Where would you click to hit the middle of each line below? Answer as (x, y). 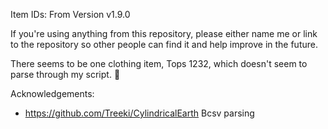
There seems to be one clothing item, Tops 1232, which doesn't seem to (159, 63)
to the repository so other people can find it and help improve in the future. (164, 44)
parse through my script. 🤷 (65, 74)
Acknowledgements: (52, 93)
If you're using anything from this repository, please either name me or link (164, 33)
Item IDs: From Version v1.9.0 (70, 14)
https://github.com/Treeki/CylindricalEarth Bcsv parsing (139, 113)
